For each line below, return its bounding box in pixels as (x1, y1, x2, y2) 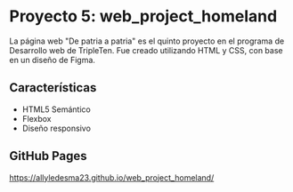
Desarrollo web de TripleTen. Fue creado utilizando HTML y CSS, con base (9, 44, 283, 55)
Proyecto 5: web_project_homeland (9, 6, 278, 27)
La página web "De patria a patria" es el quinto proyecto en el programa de (9, 36, 285, 46)
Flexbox (21, 113, 52, 124)
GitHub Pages (9, 148, 87, 164)
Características (9, 80, 97, 95)
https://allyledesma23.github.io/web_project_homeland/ (9, 172, 215, 183)
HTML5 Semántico (21, 104, 91, 115)
